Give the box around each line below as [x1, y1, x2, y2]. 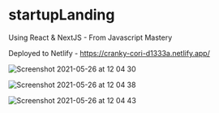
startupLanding [8, 6, 115, 24]
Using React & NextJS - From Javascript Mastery [8, 33, 173, 42]
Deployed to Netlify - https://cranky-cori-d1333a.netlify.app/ [8, 48, 211, 58]
